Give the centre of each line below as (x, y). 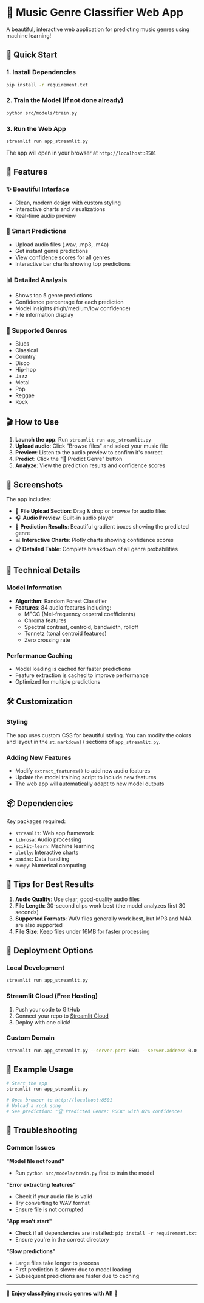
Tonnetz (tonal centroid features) (66, 633)
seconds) (27, 912)
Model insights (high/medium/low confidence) (73, 308)
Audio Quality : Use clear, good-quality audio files (77, 899)
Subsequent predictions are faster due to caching (77, 1276)
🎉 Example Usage (40, 1070)
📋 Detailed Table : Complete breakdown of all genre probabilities (96, 549)
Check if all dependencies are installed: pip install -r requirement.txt (106, 1233)
